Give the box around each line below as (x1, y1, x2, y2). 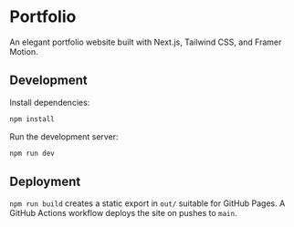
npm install (9, 114, 55, 124)
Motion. (9, 46, 38, 57)
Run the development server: (9, 130, 119, 142)
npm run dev (9, 149, 55, 158)
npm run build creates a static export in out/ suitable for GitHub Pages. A (9, 198, 286, 209)
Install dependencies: (9, 97, 90, 108)
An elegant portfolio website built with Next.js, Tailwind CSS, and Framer (9, 36, 282, 47)
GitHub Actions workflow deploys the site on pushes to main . (9, 208, 237, 219)
